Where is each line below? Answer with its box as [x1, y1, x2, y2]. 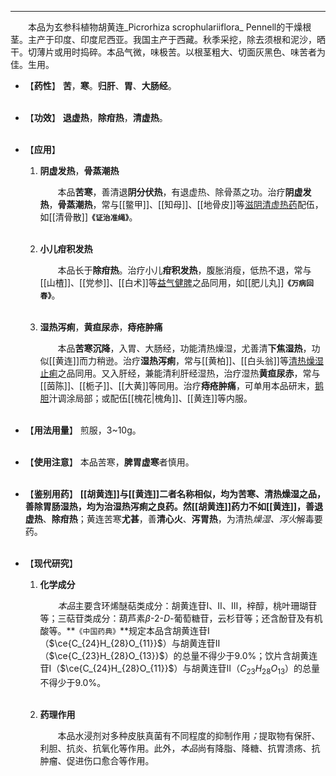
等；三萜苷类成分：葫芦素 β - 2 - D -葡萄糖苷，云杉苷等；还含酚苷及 [39, 612, 306, 624]
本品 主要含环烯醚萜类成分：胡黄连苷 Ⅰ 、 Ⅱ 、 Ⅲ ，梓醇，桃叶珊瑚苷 [57, 600, 318, 611]
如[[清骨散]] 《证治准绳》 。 [39, 211, 138, 223]
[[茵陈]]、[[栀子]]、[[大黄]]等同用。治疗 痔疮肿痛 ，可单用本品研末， [39, 380, 315, 391]
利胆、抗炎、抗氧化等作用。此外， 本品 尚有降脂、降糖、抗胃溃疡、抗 [39, 742, 321, 754]
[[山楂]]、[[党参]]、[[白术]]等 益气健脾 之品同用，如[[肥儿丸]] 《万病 [39, 277, 307, 288]
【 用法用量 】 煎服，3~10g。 [24, 424, 142, 436]
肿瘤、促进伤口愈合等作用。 [39, 754, 155, 766]
